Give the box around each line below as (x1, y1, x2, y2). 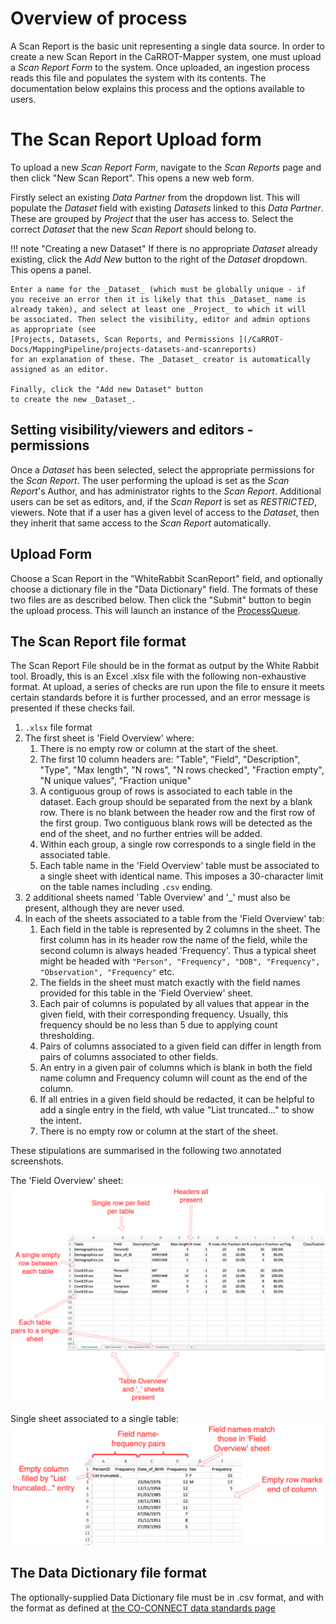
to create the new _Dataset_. (10, 394, 137, 404)
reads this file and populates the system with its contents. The (10, 72, 267, 84)
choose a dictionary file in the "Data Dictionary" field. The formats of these (10, 583, 319, 595)
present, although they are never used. (24, 902, 185, 914)
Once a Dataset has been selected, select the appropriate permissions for (10, 463, 315, 476)
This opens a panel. (10, 263, 92, 276)
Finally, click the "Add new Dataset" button (10, 384, 203, 394)
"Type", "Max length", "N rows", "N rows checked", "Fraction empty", (39, 764, 325, 776)
